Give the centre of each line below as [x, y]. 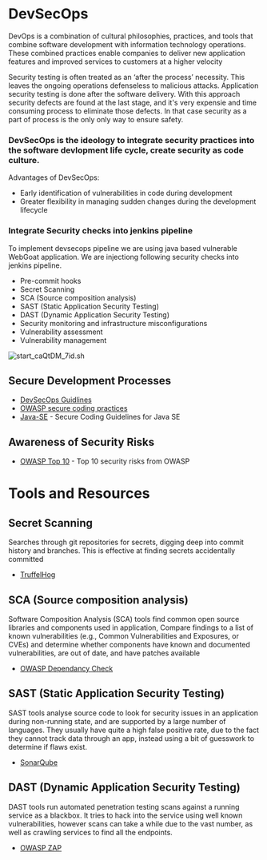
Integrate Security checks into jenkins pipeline [101, 231]
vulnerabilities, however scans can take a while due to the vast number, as [131, 823]
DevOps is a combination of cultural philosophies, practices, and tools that [131, 36]
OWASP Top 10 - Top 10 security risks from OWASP [105, 461]
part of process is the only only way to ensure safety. [96, 119]
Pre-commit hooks [50, 281]
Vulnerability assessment [61, 332]
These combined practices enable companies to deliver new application [127, 53]
